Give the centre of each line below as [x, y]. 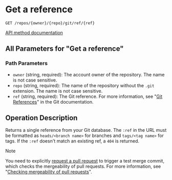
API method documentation [34, 32]
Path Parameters [26, 64]
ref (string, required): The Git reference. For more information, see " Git [88, 96]
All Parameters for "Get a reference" [64, 49]
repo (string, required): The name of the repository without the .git [83, 85]
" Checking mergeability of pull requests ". [49, 172]
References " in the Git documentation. [53, 102]
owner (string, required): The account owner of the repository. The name [89, 74]
